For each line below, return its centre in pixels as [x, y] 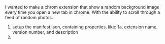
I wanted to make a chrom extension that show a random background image [82, 7]
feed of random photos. [29, 17]
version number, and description [45, 32]
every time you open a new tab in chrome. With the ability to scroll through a [82, 12]
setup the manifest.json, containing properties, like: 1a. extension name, [85, 27]
